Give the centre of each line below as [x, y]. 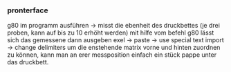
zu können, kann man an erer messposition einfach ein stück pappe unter [112, 55]
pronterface [28, 10]
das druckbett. [28, 62]
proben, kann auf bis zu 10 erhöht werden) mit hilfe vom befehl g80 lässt [111, 33]
